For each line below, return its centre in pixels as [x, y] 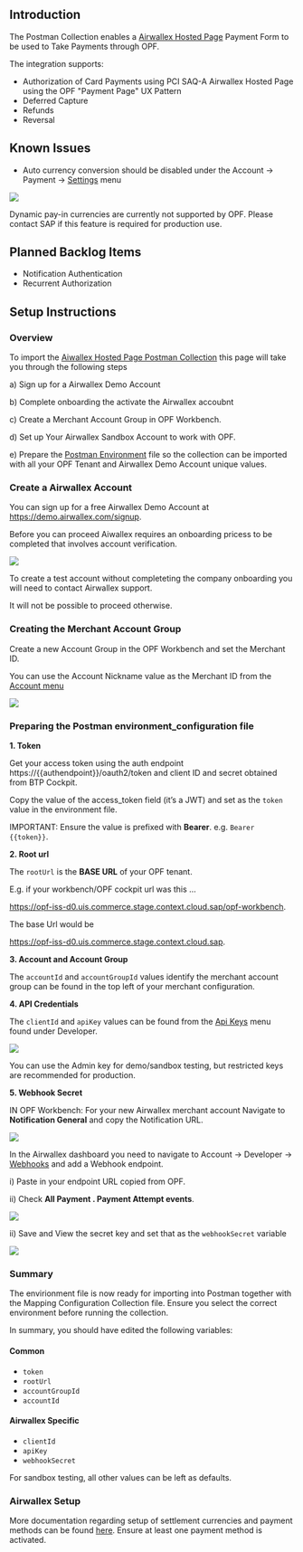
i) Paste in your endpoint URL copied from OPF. [97, 1182]
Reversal [39, 119]
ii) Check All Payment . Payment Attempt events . [102, 1199]
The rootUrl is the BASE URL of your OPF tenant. [101, 872]
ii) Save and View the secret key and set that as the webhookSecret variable [148, 1234]
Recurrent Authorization [67, 283]
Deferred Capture [55, 100]
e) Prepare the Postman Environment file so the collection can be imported [148, 455]
